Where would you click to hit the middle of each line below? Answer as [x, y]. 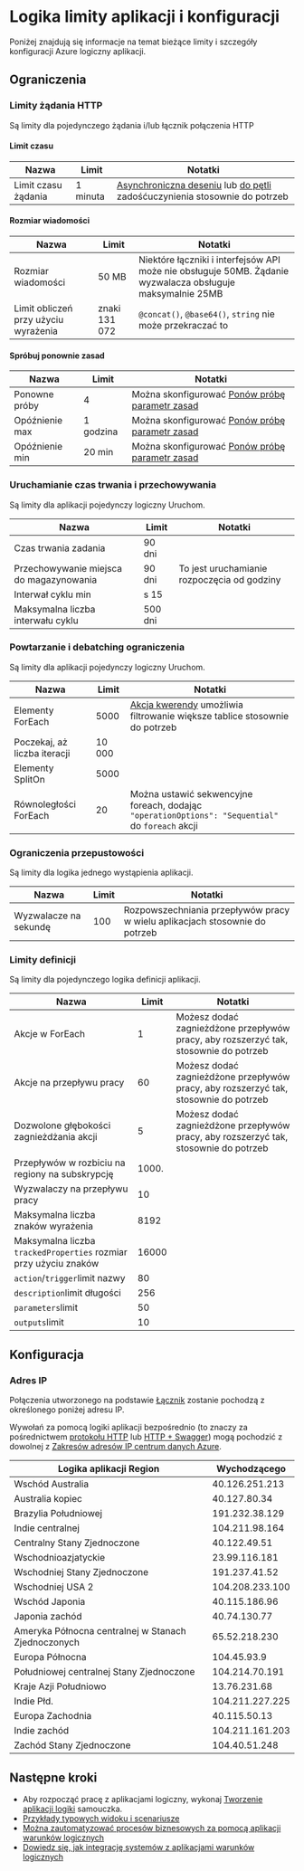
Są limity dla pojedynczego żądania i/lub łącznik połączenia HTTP [132, 125]
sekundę [33, 927]
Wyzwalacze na [47, 916]
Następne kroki [53, 1777]
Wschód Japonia [50, 1601]
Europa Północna [50, 1657]
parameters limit [46, 1307]
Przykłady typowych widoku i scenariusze [101, 1818]
